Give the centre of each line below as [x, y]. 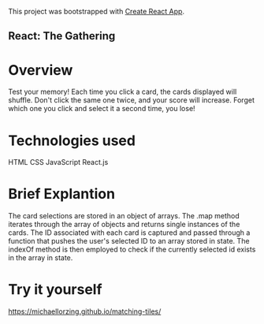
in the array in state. [41, 258]
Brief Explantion [62, 194]
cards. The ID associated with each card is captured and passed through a [129, 233]
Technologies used [72, 140]
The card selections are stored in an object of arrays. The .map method [124, 216]
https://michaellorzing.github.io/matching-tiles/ [85, 311]
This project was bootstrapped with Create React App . [97, 11]
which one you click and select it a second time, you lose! [102, 109]
